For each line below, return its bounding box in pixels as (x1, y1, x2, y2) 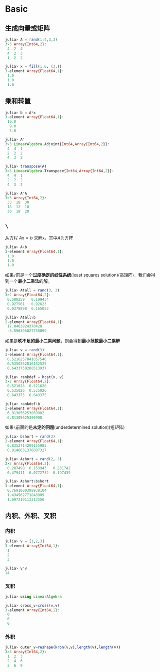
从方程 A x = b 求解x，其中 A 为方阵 (5, 235, 73, 241)
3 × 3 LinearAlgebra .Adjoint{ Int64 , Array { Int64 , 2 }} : (5, 141, 110, 147)
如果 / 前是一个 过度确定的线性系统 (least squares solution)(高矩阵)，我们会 (5, 272, 151, 278)
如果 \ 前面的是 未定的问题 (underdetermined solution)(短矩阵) (5, 424, 125, 430)
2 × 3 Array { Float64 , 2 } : (5, 461, 51, 466)
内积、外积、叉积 (5, 512, 56, 520)
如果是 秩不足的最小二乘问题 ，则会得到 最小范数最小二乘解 (5, 338, 120, 344)
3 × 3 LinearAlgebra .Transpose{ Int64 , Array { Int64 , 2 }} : (5, 169, 114, 173)
